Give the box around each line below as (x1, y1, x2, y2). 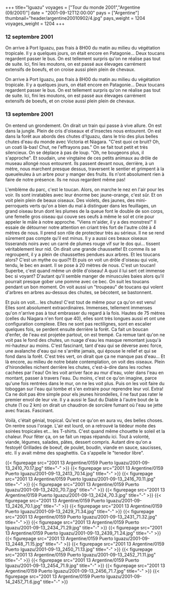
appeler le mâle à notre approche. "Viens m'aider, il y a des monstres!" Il (5, 219, 156, 225)
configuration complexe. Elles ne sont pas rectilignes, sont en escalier (5, 320, 152, 327)
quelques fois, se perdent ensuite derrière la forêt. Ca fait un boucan (5, 326, 149, 332)
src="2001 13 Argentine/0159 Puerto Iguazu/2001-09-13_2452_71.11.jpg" (5, 551, 156, 557)
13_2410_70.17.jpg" (5, 465, 44, 471)
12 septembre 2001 (5, 33, 53, 40)
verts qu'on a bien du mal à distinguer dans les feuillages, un (29, 202, 156, 208)
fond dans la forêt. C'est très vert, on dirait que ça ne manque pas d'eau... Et (5, 353, 165, 359)
